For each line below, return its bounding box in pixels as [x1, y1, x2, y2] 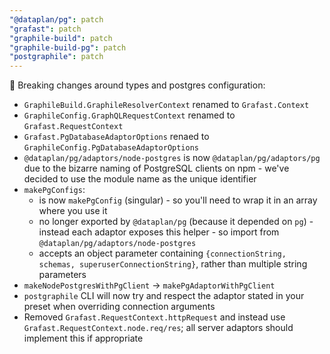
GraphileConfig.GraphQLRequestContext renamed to [23, 109, 236, 121]
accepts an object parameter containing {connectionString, [38, 247, 287, 260]
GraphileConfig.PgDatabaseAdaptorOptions [23, 143, 199, 153]
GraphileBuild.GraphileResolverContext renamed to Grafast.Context [23, 99, 310, 111]
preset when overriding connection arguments [23, 301, 216, 313]
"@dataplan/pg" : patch [9, 14, 104, 25]
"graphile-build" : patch [9, 33, 113, 43]
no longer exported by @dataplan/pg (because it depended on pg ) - [38, 216, 314, 228]
